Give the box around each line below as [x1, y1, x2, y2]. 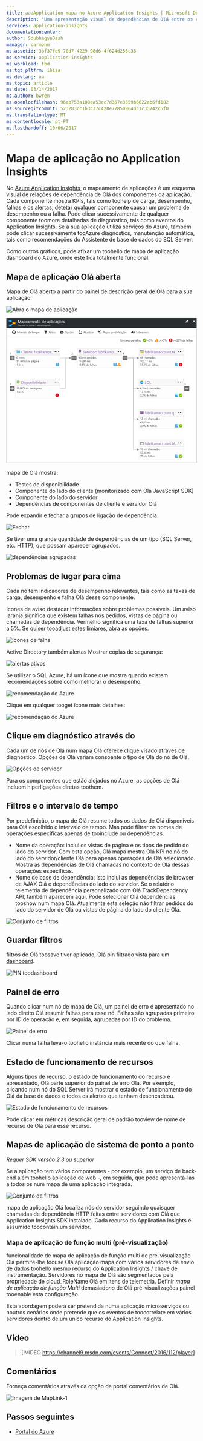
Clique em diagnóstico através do [6, 730, 135, 741]
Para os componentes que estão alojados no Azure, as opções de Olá [6, 777, 180, 784]
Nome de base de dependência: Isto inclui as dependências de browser [14, 873, 195, 881]
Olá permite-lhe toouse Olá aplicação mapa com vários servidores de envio [6, 1259, 195, 1266]
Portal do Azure [14, 1428, 54, 1435]
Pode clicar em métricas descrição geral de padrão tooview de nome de [6, 1116, 186, 1123]
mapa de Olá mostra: [6, 469, 59, 477]
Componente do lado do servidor [14, 494, 98, 501]
